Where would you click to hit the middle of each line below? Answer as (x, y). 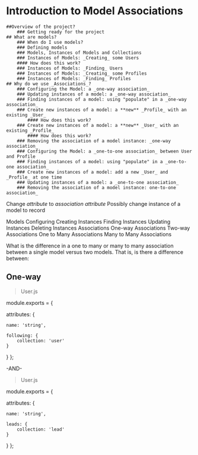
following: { (22, 335)
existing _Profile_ (30, 131)
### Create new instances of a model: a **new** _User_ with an (98, 125)
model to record (26, 210)
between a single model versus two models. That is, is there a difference (95, 252)
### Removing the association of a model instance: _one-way (94, 141)
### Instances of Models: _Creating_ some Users (78, 58)
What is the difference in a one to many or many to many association (90, 246)
